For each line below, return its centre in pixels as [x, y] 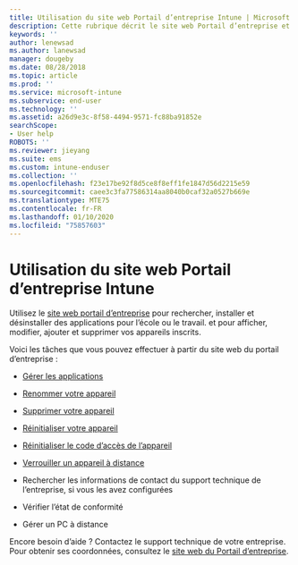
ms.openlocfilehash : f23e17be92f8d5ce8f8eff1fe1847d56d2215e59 [130, 184]
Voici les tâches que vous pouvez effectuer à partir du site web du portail [144, 350]
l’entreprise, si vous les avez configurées [97, 490]
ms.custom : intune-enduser [60, 167]
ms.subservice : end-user [55, 101]
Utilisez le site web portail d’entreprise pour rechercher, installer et [132, 313]
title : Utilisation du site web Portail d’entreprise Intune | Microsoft [150, 17]
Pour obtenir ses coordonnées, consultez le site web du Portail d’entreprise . [149, 552]
